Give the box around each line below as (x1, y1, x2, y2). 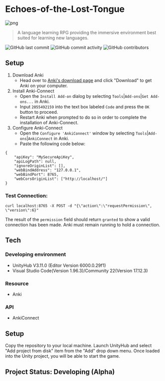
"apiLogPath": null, (14, 159, 57, 164)
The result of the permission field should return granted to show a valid (5, 217, 150, 223)
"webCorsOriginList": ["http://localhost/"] (14, 176, 108, 181)
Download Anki (12, 72, 44, 78)
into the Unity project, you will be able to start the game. (5, 353, 120, 359)
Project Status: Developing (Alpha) (5, 368, 115, 376)
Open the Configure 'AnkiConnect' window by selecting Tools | (19, 130, 149, 136)
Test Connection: (5, 192, 48, 199)
